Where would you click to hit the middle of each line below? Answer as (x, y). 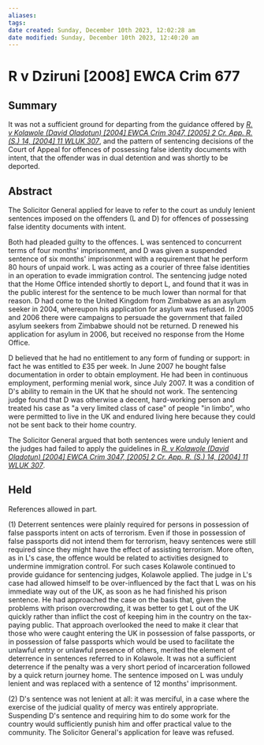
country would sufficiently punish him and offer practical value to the (120, 724)
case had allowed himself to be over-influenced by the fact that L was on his (132, 583)
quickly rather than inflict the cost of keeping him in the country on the (123, 616)
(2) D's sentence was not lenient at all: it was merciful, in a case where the (129, 698)
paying (19, 624)
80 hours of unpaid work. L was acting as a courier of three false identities (129, 267)
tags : (17, 23)
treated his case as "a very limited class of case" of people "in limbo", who (129, 408)
